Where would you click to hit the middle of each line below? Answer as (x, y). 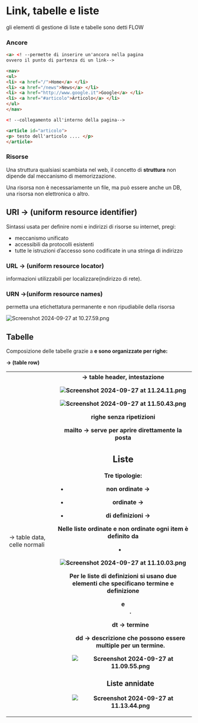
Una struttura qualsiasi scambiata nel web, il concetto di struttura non (91, 170)
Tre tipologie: (123, 476)
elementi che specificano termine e (123, 583)
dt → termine (130, 624)
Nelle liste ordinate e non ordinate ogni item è (123, 529)
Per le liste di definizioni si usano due (123, 576)
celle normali (27, 545)
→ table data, (27, 538)
